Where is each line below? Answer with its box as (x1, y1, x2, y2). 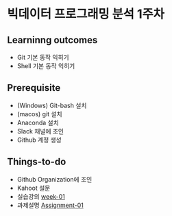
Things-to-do (7, 156, 66, 168)
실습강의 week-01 (16, 192, 65, 200)
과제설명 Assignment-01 (16, 201, 84, 209)
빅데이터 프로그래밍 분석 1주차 (7, 6, 164, 22)
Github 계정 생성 (16, 136, 62, 144)
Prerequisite (7, 82, 61, 94)
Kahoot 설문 (16, 184, 51, 192)
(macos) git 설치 (16, 109, 63, 118)
